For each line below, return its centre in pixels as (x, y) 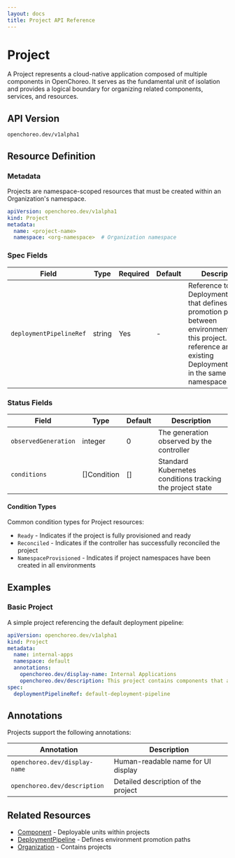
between (202, 321)
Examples (29, 588)
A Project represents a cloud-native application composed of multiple (107, 74)
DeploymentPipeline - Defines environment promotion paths (104, 840)
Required (134, 274)
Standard (173, 461)
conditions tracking (190, 479)
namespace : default (42, 661)
